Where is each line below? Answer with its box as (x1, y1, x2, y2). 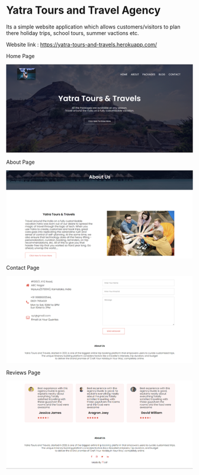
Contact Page (6, 264, 40, 272)
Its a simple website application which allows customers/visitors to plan (6, 23, 181, 30)
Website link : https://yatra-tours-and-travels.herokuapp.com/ (6, 41, 158, 48)
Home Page (6, 52, 35, 59)
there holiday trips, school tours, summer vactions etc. (6, 29, 139, 36)
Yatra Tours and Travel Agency (6, 4, 161, 17)
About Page (6, 158, 35, 166)
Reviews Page (6, 369, 41, 377)
